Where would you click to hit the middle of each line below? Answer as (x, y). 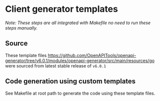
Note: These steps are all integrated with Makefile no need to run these (78, 23)
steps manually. (21, 28)
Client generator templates (61, 9)
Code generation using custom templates (70, 82)
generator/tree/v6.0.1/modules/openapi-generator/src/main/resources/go (80, 61)
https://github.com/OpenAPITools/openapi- (92, 55)
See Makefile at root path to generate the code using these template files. (80, 93)
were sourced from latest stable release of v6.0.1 (56, 66)
